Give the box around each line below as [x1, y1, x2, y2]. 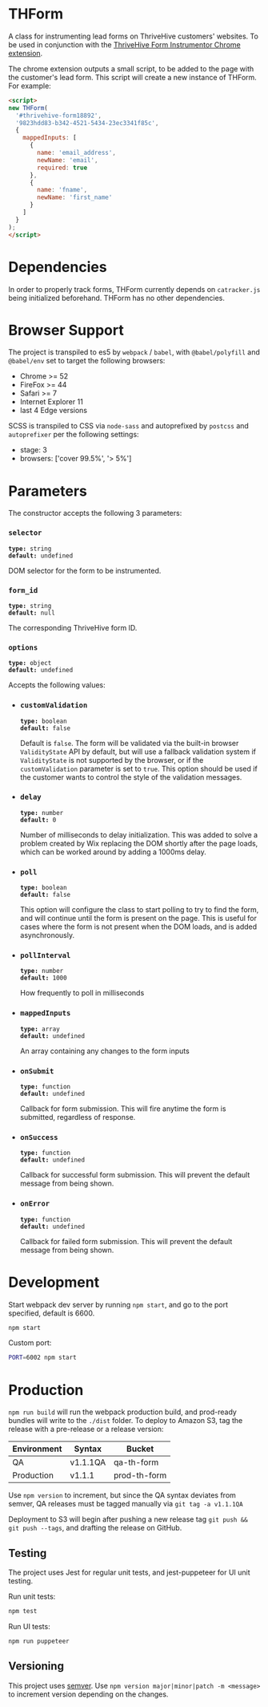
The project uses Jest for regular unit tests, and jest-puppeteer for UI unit [8, 1567, 250, 1577]
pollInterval [19, 951, 71, 960]
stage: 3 [19, 445, 48, 455]
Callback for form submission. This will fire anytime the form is [19, 1104, 226, 1113]
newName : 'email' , [37, 156, 98, 164]
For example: [8, 81, 52, 91]
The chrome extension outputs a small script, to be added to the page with [8, 63, 254, 73]
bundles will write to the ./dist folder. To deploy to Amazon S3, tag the [8, 1416, 243, 1425]
